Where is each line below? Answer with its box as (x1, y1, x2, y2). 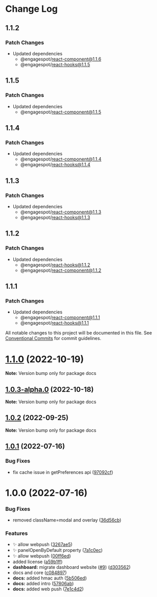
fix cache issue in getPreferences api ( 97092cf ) (12, 469, 114, 475)
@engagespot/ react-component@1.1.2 (20, 267, 101, 273)
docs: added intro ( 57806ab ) (12, 581, 74, 587)
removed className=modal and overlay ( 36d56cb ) (12, 517, 122, 523)
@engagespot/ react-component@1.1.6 (20, 56, 101, 62)
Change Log (5, 3, 58, 15)
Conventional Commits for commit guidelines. (5, 335, 101, 342)
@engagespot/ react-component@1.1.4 (20, 156, 102, 162)
